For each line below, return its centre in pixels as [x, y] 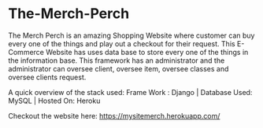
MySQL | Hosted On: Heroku [54, 101]
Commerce [26, 52]
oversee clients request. [47, 77]
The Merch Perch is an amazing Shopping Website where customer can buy [131, 35]
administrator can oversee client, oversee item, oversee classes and [119, 68]
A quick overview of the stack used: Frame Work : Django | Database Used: [130, 92]
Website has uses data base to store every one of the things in [147, 52]
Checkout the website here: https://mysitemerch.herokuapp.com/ [114, 115]
